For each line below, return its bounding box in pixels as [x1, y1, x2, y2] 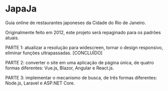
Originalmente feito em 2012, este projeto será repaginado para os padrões [5, 29, 161, 35]
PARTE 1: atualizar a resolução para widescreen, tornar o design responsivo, [5, 44, 163, 50]
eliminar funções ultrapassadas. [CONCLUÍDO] [5, 50, 103, 56]
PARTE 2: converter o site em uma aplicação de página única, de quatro [5, 59, 154, 65]
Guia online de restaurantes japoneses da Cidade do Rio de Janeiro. [5, 20, 146, 26]
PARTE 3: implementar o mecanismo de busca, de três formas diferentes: [5, 74, 157, 80]
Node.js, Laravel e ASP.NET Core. [5, 80, 75, 86]
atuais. [5, 35, 19, 41]
